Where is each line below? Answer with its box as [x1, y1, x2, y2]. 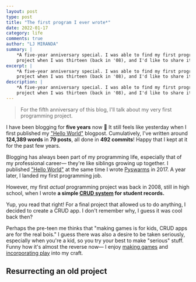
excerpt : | [6, 62, 33, 69]
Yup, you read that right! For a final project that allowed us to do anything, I [6, 201, 186, 208]
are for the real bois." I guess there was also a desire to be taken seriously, [6, 231, 185, 238]
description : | [6, 79, 43, 85]
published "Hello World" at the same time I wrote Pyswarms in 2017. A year [6, 166, 186, 173]
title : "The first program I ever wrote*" [6, 19, 111, 25]
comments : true [6, 36, 43, 41]
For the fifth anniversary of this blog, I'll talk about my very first [20, 106, 172, 113]
